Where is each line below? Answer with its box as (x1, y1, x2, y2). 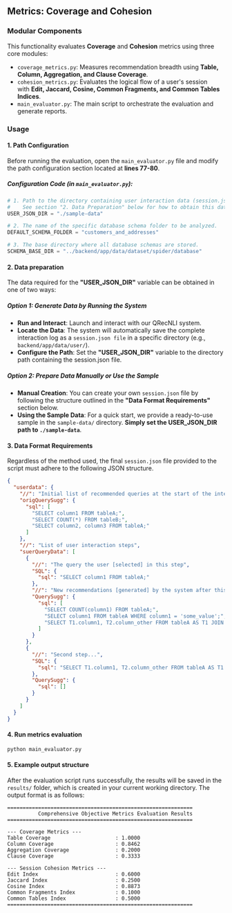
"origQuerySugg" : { (19, 497, 76, 504)
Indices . (17, 92, 41, 100)
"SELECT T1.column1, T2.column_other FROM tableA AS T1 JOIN (43, 619, 224, 626)
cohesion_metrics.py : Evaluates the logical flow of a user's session (17, 77, 208, 86)
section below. (17, 404, 59, 412)
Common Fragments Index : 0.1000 (7, 889, 140, 896)
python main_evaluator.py (7, 746, 81, 753)
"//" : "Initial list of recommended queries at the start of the (19, 490, 212, 497)
